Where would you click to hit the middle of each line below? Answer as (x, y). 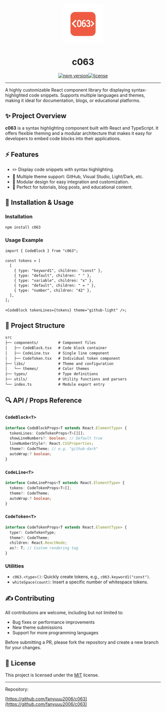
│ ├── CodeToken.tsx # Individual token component (63, 358)
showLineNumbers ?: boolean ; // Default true (56, 438)
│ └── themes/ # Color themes (47, 369)
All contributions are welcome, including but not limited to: (64, 613)
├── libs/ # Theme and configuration (59, 364)
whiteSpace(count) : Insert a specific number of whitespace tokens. (80, 582)
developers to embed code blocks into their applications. (63, 138)
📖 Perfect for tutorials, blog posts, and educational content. (73, 187)
